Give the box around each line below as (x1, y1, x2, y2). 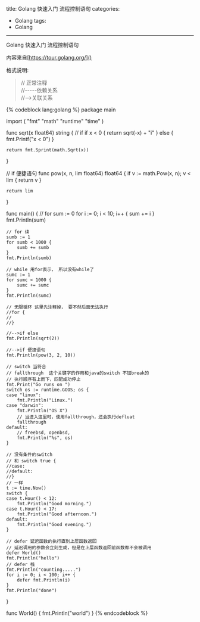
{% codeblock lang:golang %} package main (6, 106, 116, 113)
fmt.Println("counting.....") (6, 567, 82, 573)
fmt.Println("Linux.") (17, 397, 73, 403)
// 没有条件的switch (6, 452, 52, 458)
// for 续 (6, 229, 30, 235)
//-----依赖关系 (20, 87, 58, 94)
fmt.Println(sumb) (6, 255, 52, 261)
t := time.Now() (6, 485, 46, 491)
